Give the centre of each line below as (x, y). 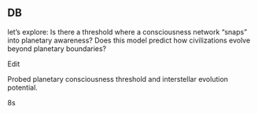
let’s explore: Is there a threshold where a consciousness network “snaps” (127, 31)
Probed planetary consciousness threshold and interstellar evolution (118, 79)
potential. (23, 87)
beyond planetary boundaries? (57, 48)
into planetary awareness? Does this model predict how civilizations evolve (129, 40)
